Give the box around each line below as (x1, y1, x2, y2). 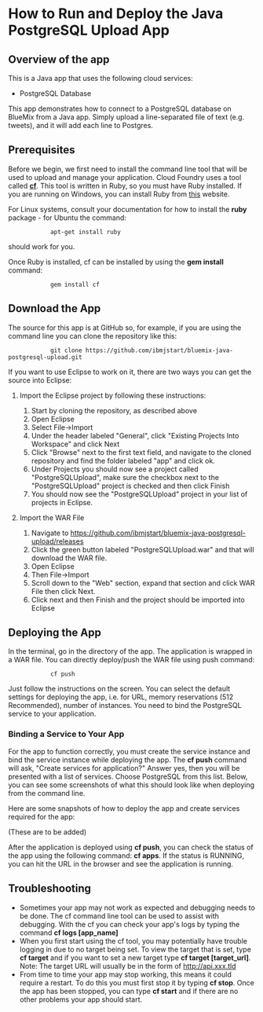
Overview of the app (8, 53, 110, 66)
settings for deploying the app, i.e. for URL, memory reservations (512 (8, 692, 234, 702)
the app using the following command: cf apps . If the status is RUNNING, (8, 850, 245, 860)
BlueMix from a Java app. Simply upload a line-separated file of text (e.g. (8, 112, 245, 122)
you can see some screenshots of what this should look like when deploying (8, 779, 255, 790)
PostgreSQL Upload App (8, 21, 170, 39)
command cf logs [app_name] (19, 928, 119, 937)
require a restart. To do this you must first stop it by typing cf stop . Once (19, 977, 255, 987)
